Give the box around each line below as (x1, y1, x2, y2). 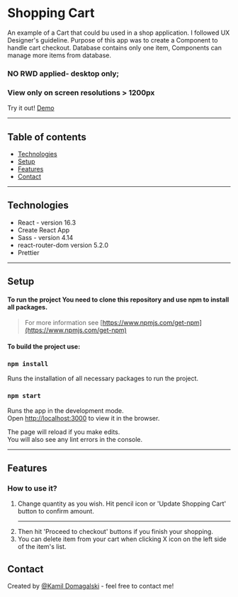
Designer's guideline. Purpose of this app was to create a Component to (7, 35, 218, 44)
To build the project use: (7, 342, 81, 351)
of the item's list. (17, 542, 67, 551)
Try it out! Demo (7, 104, 55, 113)
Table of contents (7, 131, 86, 143)
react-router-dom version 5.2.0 (17, 241, 108, 249)
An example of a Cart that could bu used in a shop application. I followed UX (7, 28, 230, 37)
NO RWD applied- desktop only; (7, 69, 119, 79)
